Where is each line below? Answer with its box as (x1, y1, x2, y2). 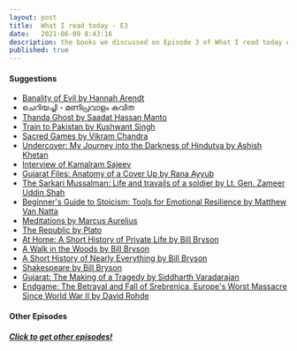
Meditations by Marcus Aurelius (21, 216, 138, 226)
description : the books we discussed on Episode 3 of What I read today (9, 37, 283, 47)
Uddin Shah (21, 187, 65, 198)
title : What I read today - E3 (9, 21, 128, 30)
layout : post (9, 12, 57, 22)
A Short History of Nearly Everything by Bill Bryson (21, 253, 208, 263)
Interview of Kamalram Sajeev (21, 159, 132, 170)
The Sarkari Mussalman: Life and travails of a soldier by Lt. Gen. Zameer (21, 178, 286, 188)
